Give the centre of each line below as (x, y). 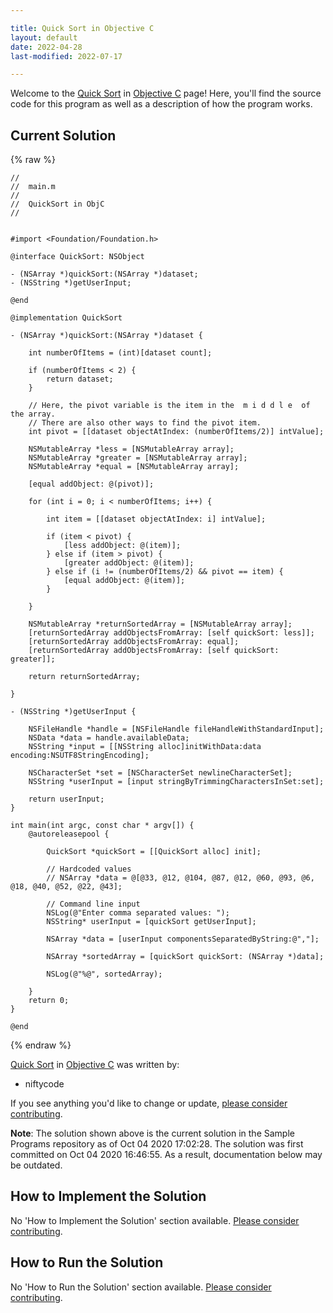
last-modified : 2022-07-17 (66, 56)
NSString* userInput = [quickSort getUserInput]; (151, 922)
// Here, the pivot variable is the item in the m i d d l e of (169, 406)
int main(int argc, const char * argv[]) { (102, 826)
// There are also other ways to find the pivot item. (145, 423)
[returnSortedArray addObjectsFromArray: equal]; (134, 642)
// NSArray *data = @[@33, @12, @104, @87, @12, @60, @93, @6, (180, 878)
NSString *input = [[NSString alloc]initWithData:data (145, 747)
